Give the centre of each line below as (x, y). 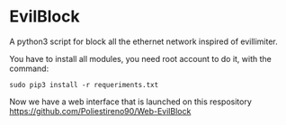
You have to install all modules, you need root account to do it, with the (140, 58)
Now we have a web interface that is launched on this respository (130, 102)
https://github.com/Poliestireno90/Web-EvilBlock (100, 111)
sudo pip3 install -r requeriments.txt (84, 85)
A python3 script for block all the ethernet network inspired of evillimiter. (144, 41)
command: (29, 68)
